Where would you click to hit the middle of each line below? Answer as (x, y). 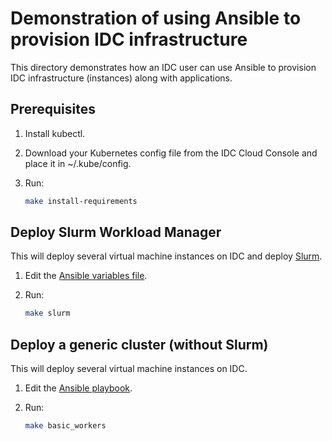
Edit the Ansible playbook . (78, 388)
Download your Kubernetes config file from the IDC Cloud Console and (171, 153)
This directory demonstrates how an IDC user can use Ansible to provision (163, 67)
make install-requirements (81, 201)
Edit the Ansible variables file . (86, 276)
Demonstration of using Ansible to (156, 18)
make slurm (47, 313)
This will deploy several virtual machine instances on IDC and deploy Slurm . (166, 256)
